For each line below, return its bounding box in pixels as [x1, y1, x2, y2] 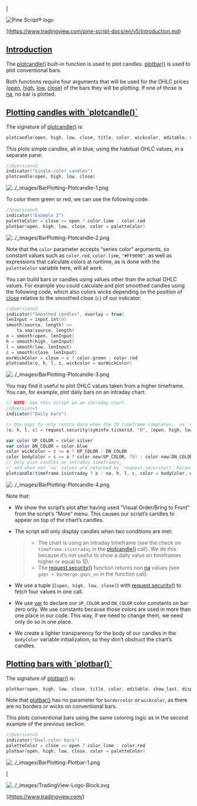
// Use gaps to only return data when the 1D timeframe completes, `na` [6, 422, 188, 427]
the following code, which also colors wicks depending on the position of [6, 288, 183, 295]
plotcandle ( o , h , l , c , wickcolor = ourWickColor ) [6, 360, 133, 366]
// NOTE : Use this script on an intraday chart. [6, 400, 127, 406]
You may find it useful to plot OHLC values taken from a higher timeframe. [6, 382, 185, 390]
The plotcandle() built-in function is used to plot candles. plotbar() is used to [6, 60, 191, 67]
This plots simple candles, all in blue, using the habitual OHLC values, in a [6, 145, 184, 152]
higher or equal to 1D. [38, 558, 90, 565]
